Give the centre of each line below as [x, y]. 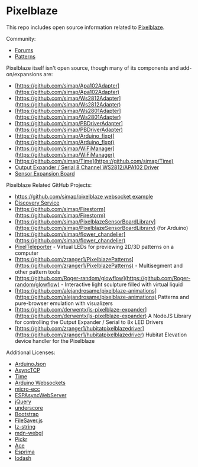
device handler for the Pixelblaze [55, 340]
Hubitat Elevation [166, 335]
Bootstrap [27, 414]
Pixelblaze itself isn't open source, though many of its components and [92, 68]
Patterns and [173, 297]
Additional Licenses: [31, 352]
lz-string [25, 426]
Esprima [25, 452]
